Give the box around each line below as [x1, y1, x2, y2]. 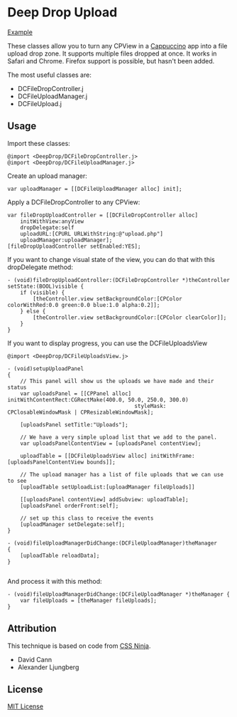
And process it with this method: [7, 577, 102, 585]
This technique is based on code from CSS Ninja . [7, 642, 151, 650]
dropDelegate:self [20, 224, 75, 231]
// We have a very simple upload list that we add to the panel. [20, 434, 218, 441]
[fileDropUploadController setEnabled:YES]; [7, 243, 141, 250]
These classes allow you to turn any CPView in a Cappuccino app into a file [7, 41, 228, 50]
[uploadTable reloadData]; [20, 552, 100, 559]
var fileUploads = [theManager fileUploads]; [20, 597, 158, 604]
